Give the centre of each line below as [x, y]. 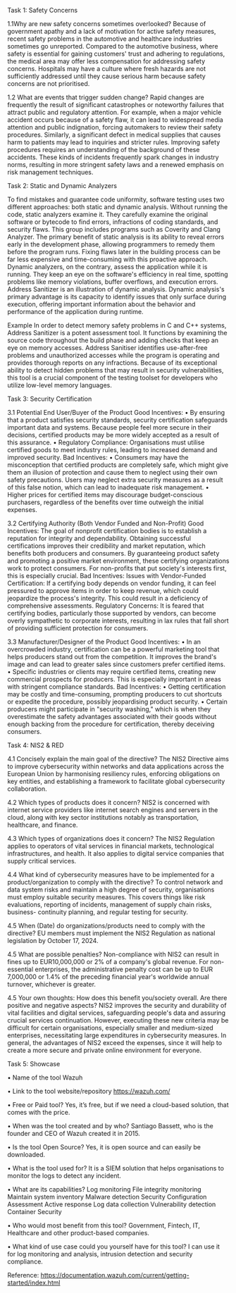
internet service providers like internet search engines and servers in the [113, 810]
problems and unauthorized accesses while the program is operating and [113, 355]
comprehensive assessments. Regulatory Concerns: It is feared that [106, 606]
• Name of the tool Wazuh [45, 1077]
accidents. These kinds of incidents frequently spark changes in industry [113, 157]
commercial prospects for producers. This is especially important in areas [114, 679]
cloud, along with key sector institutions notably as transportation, [103, 817]
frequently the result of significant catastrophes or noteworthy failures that [116, 105]
